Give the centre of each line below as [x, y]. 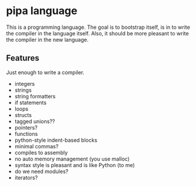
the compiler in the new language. [47, 39]
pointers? [26, 127]
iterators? [26, 177]
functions [26, 134]
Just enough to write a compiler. [45, 72]
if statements [31, 102]
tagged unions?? [35, 121]
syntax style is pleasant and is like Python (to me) [75, 165]
